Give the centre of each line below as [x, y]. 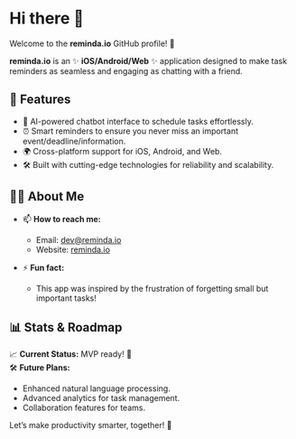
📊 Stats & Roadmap [66, 327]
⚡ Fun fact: [43, 267]
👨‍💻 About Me [47, 196]
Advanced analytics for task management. [101, 398]
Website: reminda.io [73, 249]
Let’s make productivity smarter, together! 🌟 [91, 425]
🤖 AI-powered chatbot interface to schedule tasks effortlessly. [138, 121]
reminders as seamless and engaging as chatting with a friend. [126, 70]
